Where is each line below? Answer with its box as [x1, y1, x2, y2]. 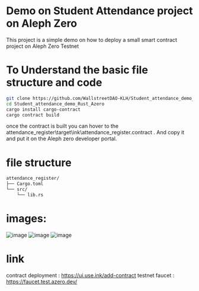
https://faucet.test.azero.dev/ [6, 278, 78, 285]
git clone [6, 95, 31, 101]
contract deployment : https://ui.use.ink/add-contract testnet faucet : [6, 271, 175, 279]
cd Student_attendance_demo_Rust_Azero [6, 101, 105, 107]
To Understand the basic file [6, 63, 148, 77]
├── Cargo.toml [6, 181, 44, 187]
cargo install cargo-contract [6, 106, 81, 112]
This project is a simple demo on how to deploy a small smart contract [6, 36, 178, 43]
